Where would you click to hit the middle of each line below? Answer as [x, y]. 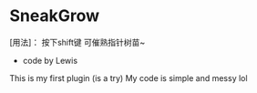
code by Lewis [50, 60]
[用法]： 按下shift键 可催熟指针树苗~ [77, 42]
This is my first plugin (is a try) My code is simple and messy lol [128, 77]
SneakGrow [55, 16]
